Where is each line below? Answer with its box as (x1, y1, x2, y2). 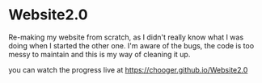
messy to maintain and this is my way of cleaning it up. (8, 49, 191, 59)
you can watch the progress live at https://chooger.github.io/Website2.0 (8, 64, 248, 74)
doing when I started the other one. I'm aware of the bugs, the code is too (8, 40, 255, 50)
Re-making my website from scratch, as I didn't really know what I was (8, 32, 244, 42)
